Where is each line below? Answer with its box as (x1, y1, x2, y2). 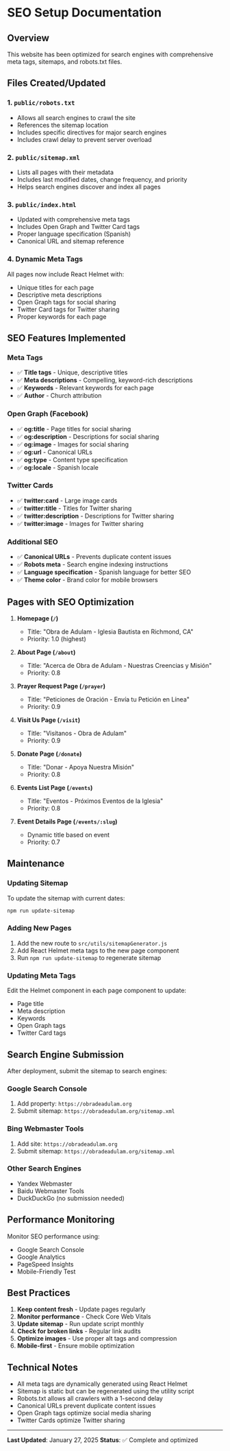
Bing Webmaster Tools (7, 1124, 84, 1134)
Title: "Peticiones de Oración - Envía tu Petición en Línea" (27, 695, 190, 704)
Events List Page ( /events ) (16, 783, 93, 791)
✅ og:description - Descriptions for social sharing (16, 432, 159, 440)
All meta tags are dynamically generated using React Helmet (16, 1380, 188, 1388)
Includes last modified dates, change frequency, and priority (16, 175, 188, 183)
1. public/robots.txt (7, 98, 75, 108)
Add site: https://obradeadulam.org (16, 1140, 118, 1148)
